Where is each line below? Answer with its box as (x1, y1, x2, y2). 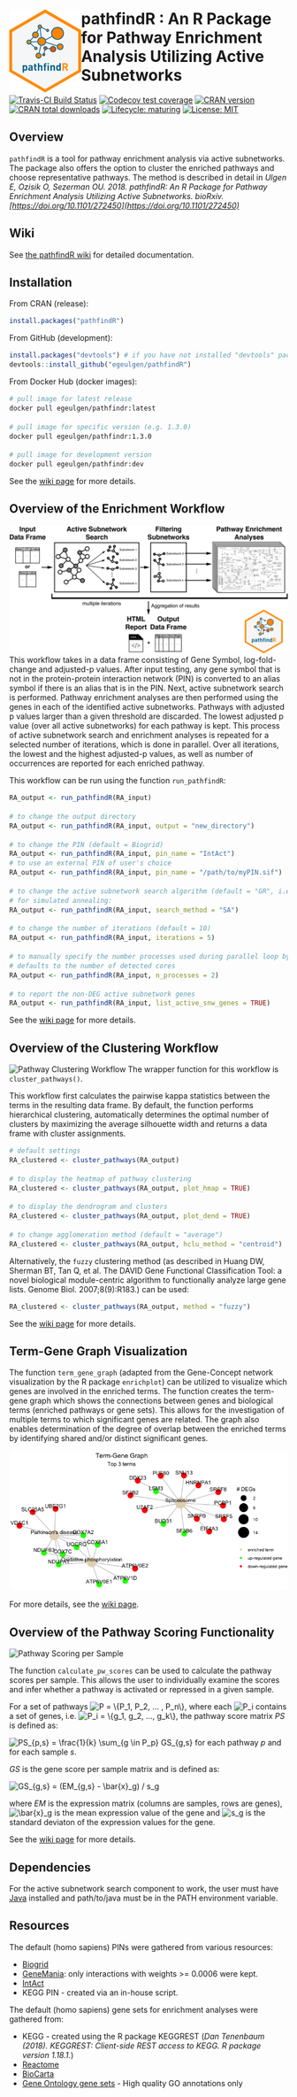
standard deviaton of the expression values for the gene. (9, 1817, 216, 1828)
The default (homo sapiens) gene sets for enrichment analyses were (9, 2004, 259, 2015)
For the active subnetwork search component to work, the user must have (9, 1884, 279, 1894)
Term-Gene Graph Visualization (9, 1344, 188, 1359)
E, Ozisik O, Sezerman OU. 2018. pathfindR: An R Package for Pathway (9, 181, 268, 192)
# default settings (9, 1146, 81, 1155)
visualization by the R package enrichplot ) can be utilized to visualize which (9, 1376, 287, 1387)
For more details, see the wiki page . (9, 1599, 140, 1610)
